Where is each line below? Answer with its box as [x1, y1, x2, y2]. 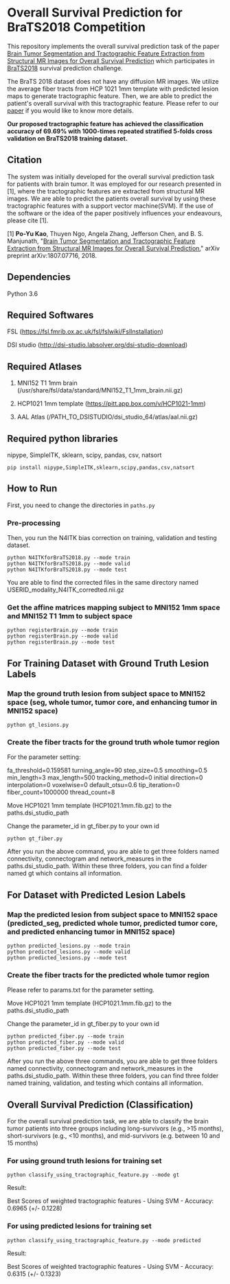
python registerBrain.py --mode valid [7, 633, 118, 640]
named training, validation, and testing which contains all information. [7, 1079, 204, 1087]
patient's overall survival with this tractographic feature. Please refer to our [7, 99, 219, 107]
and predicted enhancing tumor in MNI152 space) [7, 926, 175, 936]
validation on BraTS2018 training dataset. [7, 134, 128, 142]
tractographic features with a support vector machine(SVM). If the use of [7, 201, 214, 210]
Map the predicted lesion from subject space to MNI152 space [7, 909, 218, 919]
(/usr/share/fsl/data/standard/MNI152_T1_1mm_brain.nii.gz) [16, 386, 183, 395]
